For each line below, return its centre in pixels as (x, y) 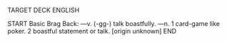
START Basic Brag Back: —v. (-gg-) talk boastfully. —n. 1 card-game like (113, 23)
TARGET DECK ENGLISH (44, 10)
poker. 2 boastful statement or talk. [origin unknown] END (92, 31)
